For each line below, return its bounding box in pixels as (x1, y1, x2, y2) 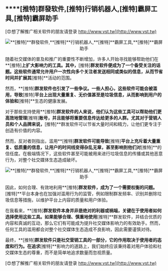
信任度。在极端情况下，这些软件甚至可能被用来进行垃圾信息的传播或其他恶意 (5, 150, 163, 156)
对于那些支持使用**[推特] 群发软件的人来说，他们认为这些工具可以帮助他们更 (5, 108, 162, 114)
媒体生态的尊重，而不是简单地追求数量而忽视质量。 (9, 249, 115, 255)
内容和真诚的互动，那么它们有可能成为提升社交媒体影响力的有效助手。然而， (5, 220, 163, 226)
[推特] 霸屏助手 (14, 14, 58, 23)
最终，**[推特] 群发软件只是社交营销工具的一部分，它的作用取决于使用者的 (5, 237, 157, 243)
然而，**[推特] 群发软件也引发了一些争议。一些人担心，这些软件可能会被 (5, 85, 153, 91)
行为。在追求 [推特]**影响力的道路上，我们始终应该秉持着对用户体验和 (13, 243, 157, 249)
